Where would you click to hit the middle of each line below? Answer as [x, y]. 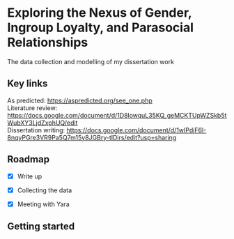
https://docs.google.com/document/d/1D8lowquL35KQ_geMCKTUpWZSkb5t [117, 115]
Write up [30, 176]
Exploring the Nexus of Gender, [100, 13]
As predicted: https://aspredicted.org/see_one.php [80, 100]
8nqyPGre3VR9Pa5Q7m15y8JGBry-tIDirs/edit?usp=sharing [92, 137]
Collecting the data [45, 190]
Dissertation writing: [36, 130]
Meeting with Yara [43, 204]
